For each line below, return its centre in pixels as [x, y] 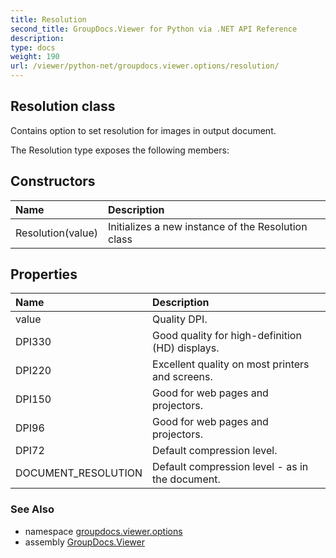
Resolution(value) [56, 233]
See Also [32, 509]
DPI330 [33, 342]
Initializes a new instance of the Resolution [207, 226]
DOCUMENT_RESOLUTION [79, 473]
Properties [44, 274]
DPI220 [33, 371]
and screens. [182, 377]
